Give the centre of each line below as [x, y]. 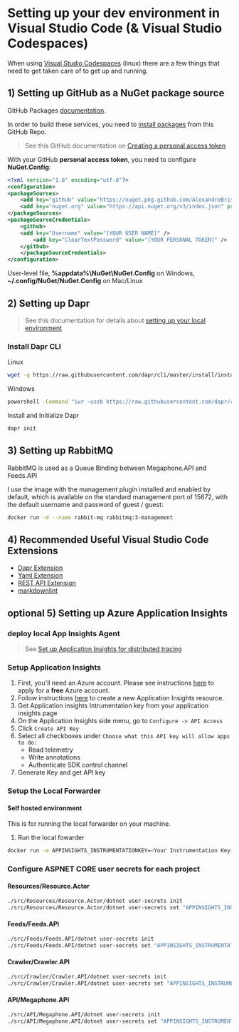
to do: [27, 743]
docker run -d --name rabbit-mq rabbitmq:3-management [90, 517]
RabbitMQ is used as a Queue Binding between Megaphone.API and [107, 468]
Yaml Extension [40, 576]
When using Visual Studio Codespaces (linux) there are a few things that [114, 63]
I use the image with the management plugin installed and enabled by [109, 489]
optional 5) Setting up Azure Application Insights [117, 613]
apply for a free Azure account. [64, 690]
